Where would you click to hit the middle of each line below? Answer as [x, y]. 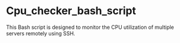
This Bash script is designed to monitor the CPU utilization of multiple [90, 27]
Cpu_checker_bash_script [71, 11]
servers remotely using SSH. [41, 33]
